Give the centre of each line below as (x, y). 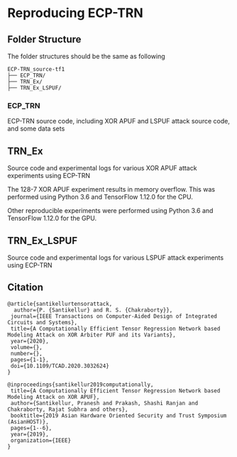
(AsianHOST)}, (28, 422)
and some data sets (36, 128)
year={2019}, (30, 434)
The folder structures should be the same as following (86, 56)
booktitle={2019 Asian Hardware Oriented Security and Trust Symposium (118, 415)
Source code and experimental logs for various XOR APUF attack (102, 168)
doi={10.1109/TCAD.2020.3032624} (60, 366)
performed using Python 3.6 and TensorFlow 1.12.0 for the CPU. (100, 197)
